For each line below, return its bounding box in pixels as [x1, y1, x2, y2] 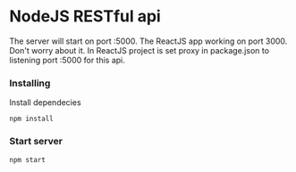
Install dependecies [9, 97, 82, 108]
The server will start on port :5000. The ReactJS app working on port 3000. [9, 36, 288, 46]
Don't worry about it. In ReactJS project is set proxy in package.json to [9, 45, 270, 55]
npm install [9, 114, 54, 124]
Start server [9, 135, 63, 148]
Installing [9, 77, 51, 89]
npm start [9, 155, 47, 164]
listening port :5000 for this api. [9, 54, 125, 65]
